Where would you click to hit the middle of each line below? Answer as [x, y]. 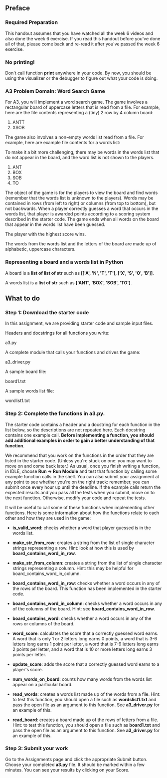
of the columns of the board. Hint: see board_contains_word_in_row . [84, 608]
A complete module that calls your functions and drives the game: [73, 352]
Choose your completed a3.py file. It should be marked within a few [75, 765]
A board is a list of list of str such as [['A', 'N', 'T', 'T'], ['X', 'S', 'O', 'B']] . [80, 273]
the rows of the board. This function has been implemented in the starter [87, 588]
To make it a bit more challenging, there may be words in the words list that [82, 152]
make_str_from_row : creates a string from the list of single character [83, 543]
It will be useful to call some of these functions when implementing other [80, 507]
